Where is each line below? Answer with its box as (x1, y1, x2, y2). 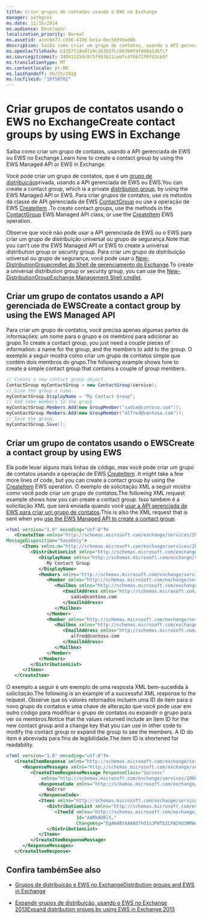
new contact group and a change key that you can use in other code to (6, 722, 182, 729)
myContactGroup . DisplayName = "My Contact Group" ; (6, 393, 136, 399)
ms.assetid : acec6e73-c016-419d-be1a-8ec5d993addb (6, 37, 136, 43)
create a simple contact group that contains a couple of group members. (6, 365, 186, 372)
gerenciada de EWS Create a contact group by (6, 301, 181, 311)
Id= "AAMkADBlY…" (76, 815, 117, 821)
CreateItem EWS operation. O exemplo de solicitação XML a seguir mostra (6, 482, 191, 490)
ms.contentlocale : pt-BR (6, 65, 69, 71)
